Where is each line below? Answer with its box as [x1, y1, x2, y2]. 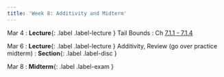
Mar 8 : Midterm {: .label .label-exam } [7, 62, 114, 70]
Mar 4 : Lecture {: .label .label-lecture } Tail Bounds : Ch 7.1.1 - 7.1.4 [7, 29, 193, 37]
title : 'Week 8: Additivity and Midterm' [7, 10, 127, 17]
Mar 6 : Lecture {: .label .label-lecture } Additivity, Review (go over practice [7, 42, 218, 50]
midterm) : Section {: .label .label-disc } [7, 49, 118, 57]
